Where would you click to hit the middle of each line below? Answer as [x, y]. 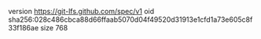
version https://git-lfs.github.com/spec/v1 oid [81, 11]
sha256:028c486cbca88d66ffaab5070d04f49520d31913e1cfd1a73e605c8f [130, 19]
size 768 [54, 28]
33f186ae [24, 28]
